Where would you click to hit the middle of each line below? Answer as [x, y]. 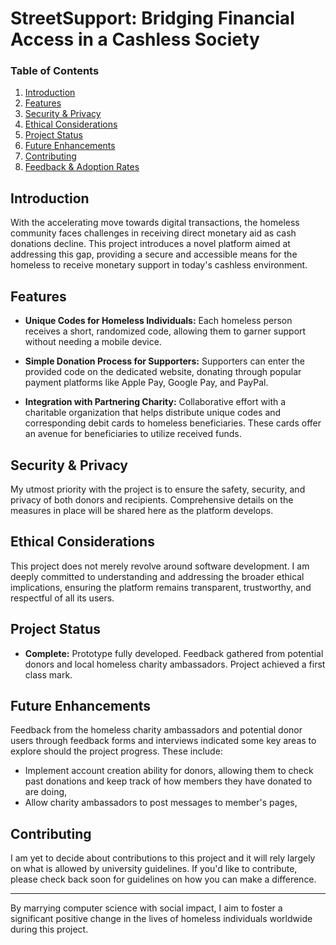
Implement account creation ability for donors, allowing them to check [169, 771]
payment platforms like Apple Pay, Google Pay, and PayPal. [146, 383]
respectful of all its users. [62, 598]
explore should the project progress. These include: [116, 751]
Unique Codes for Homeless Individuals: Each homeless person [158, 321]
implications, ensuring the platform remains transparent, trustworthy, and [161, 587]
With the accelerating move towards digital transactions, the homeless [155, 223]
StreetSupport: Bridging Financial [152, 18]
